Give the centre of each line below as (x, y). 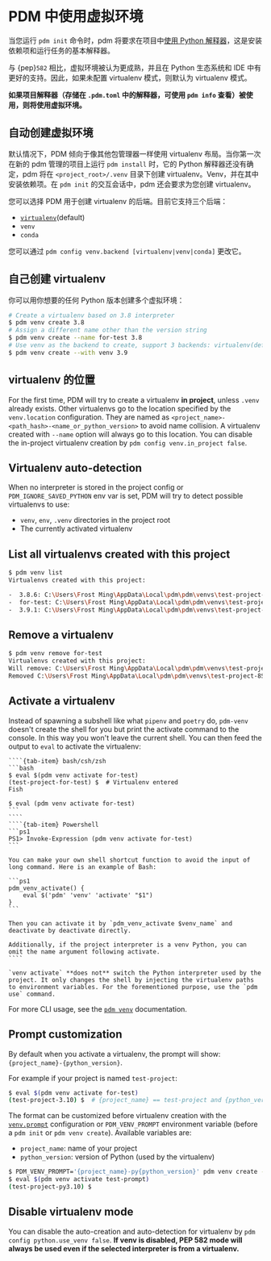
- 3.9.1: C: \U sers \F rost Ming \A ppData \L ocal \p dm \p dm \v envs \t (115, 610)
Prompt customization (65, 1035)
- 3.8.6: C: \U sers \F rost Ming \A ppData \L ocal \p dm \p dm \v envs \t (115, 595)
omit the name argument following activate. (84, 952)
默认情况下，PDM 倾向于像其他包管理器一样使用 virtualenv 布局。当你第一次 (135, 153)
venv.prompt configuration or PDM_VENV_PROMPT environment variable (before (133, 1124)
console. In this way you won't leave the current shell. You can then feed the (135, 737)
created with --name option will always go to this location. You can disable (130, 434)
